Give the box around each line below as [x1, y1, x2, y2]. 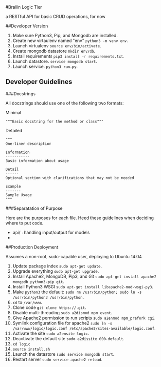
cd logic [12, 342, 31, 347]
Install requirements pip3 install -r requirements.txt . [12, 53, 125, 59]
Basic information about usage [5, 158, 69, 163]
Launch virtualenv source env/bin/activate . [12, 43, 101, 48]
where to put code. [5, 220, 44, 226]
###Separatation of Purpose [5, 205, 63, 211]
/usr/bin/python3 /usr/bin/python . [12, 294, 84, 300]
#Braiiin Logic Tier [5, 4, 42, 10]
